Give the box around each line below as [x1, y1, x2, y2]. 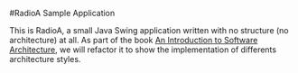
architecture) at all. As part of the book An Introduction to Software [9, 35, 258, 45]
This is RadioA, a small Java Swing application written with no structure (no [9, 25, 289, 35]
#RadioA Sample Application [9, 8, 116, 18]
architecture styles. [9, 54, 81, 64]
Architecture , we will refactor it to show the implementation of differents [9, 44, 277, 55]
